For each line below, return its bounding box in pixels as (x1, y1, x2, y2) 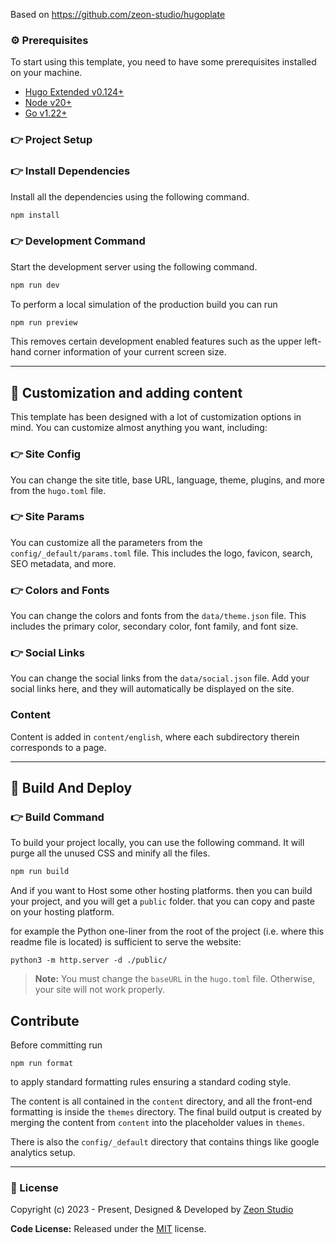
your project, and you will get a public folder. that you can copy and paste (10, 895, 315, 908)
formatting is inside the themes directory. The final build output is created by (10, 1106, 322, 1118)
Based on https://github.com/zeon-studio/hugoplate (10, 9, 226, 20)
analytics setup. (10, 1147, 76, 1159)
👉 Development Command (10, 234, 146, 248)
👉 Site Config (10, 447, 82, 461)
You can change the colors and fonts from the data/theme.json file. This (10, 610, 307, 622)
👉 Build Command (10, 810, 105, 824)
